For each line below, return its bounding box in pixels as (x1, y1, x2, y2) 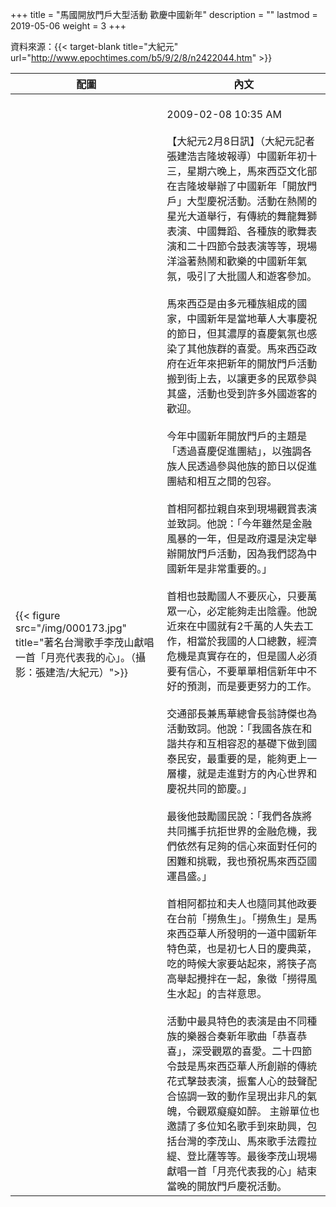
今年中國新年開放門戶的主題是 (166, 429, 308, 443)
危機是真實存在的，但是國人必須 (166, 649, 318, 663)
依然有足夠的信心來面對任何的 (176, 839, 318, 853)
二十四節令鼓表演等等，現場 (186, 239, 318, 253)
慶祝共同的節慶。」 (166, 782, 253, 795)
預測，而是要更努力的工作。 (186, 679, 318, 693)
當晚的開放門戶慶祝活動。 (166, 1179, 288, 1193)
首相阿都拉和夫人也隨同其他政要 (166, 897, 318, 910)
